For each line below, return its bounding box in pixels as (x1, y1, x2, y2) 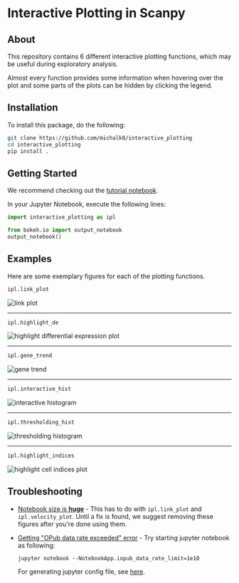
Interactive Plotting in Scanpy (7, 5, 186, 21)
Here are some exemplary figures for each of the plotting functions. (7, 272, 206, 280)
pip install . (7, 147, 50, 154)
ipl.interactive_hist (7, 386, 72, 393)
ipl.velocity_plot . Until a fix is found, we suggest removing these (17, 512, 213, 520)
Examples (7, 253, 52, 265)
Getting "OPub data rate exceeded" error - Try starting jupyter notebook (17, 533, 230, 542)
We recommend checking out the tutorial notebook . (7, 187, 159, 195)
